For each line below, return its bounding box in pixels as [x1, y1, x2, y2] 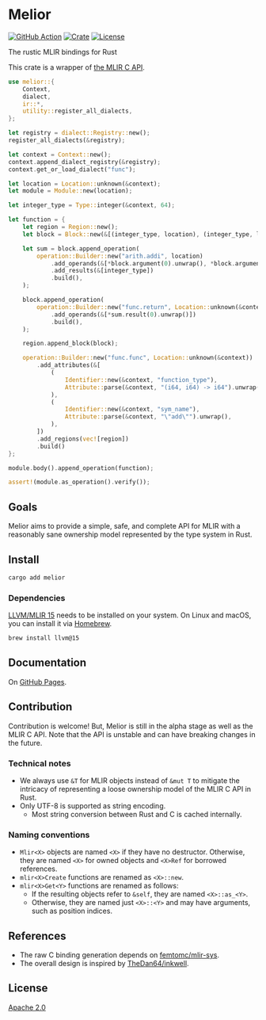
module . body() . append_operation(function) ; [8, 464, 154, 472]
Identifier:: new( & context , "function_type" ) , [64, 376, 218, 384]
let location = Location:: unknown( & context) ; [8, 180, 161, 188]
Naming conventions [8, 829, 90, 840]
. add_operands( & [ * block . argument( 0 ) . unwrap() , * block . [50, 259, 236, 267]
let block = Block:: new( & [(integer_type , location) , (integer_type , [22, 230, 253, 239]
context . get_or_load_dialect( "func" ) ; [8, 165, 136, 174]
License [8, 981, 48, 995]
